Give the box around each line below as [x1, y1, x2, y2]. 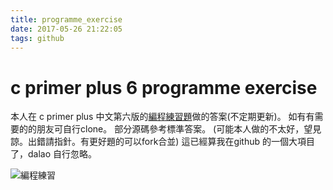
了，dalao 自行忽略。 [10, 148, 98, 160]
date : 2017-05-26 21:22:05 [10, 24, 123, 34]
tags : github [10, 33, 65, 43]
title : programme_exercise [10, 14, 123, 25]
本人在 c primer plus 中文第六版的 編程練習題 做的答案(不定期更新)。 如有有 [10, 111, 315, 123]
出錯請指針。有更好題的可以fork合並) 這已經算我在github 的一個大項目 [27, 136, 316, 148]
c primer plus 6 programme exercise [10, 76, 318, 99]
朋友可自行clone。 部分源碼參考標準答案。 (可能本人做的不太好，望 [36, 123, 313, 135]
